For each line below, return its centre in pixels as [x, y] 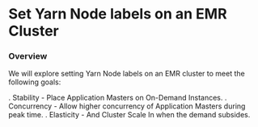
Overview [28, 56]
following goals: [35, 82]
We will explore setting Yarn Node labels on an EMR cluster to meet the [127, 74]
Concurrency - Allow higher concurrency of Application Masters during [127, 106]
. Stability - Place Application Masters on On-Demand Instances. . [118, 98]
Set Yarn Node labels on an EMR [118, 14]
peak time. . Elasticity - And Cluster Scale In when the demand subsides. [129, 115]
